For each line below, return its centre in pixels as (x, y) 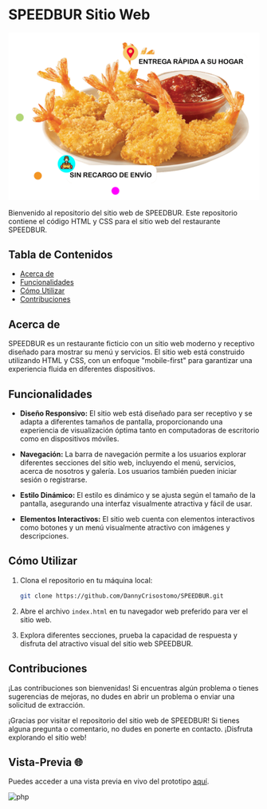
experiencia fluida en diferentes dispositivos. (82, 369)
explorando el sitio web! (47, 737)
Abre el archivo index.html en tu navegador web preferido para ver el (134, 611)
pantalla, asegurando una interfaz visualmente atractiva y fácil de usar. (136, 503)
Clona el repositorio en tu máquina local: (86, 580)
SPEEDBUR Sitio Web (79, 15)
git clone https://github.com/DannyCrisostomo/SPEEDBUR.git (122, 596)
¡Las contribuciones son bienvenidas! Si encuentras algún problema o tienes (133, 688)
